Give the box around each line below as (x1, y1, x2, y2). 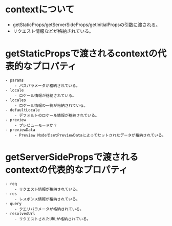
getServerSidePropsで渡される (5, 151, 139, 163)
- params (5, 78, 24, 83)
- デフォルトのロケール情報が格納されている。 (14, 112, 99, 118)
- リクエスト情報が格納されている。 (14, 187, 80, 192)
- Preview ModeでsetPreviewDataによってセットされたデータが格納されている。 (14, 132, 166, 138)
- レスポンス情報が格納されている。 (14, 196, 80, 201)
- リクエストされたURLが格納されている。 (14, 216, 91, 221)
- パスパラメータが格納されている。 (14, 83, 80, 88)
